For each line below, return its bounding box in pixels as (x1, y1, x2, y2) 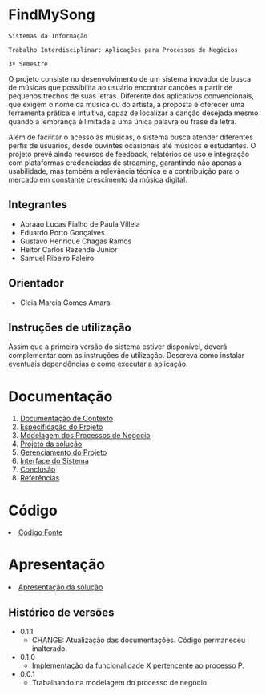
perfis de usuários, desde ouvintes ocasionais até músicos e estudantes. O (8, 140, 256, 150)
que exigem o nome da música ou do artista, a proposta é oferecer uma (8, 99, 245, 109)
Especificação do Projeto (19, 422, 103, 432)
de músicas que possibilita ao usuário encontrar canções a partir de (8, 82, 233, 92)
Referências (19, 473, 60, 483)
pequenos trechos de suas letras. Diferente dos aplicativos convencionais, (8, 90, 255, 101)
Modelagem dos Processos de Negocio (19, 431, 151, 440)
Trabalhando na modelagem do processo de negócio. (31, 678, 209, 687)
